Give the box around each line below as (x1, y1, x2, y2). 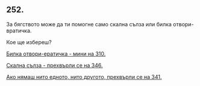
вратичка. (6, 27, 32, 34)
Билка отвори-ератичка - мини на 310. (6, 50, 106, 57)
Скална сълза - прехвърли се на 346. (6, 62, 104, 69)
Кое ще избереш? (6, 38, 52, 45)
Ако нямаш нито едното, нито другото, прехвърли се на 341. (6, 73, 162, 80)
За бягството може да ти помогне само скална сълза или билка (6, 20, 172, 27)
